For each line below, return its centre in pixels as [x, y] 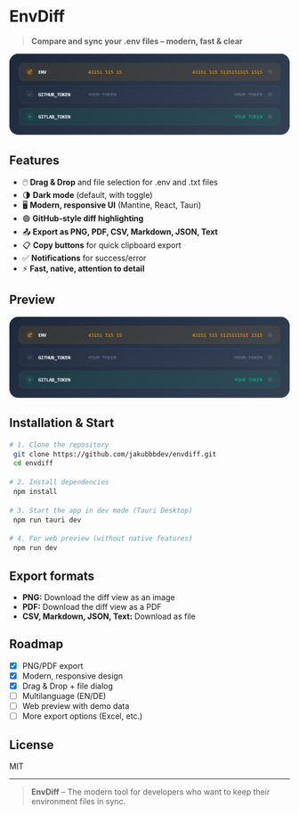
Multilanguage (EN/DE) [64, 696]
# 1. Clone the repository [59, 445]
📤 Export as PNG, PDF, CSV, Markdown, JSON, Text [120, 231]
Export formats [52, 576]
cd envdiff [33, 464]
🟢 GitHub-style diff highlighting [83, 218]
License [32, 745]
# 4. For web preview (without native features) [101, 539]
